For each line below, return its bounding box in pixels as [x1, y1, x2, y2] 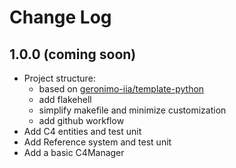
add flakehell [38, 94, 92, 105]
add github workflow [38, 115, 125, 126]
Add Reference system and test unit [23, 136, 172, 148]
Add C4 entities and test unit [23, 126, 142, 137]
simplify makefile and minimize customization [38, 104, 227, 116]
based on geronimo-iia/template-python [38, 83, 205, 95]
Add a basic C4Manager [23, 147, 125, 158]
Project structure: [23, 72, 96, 84]
